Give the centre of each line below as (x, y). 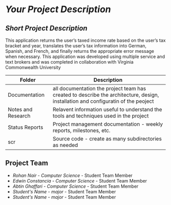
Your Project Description (58, 9)
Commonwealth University (33, 67)
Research (19, 116)
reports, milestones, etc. (82, 130)
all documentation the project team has (99, 89)
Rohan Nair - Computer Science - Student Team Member (73, 175)
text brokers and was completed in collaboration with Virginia (69, 62)
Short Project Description (46, 28)
